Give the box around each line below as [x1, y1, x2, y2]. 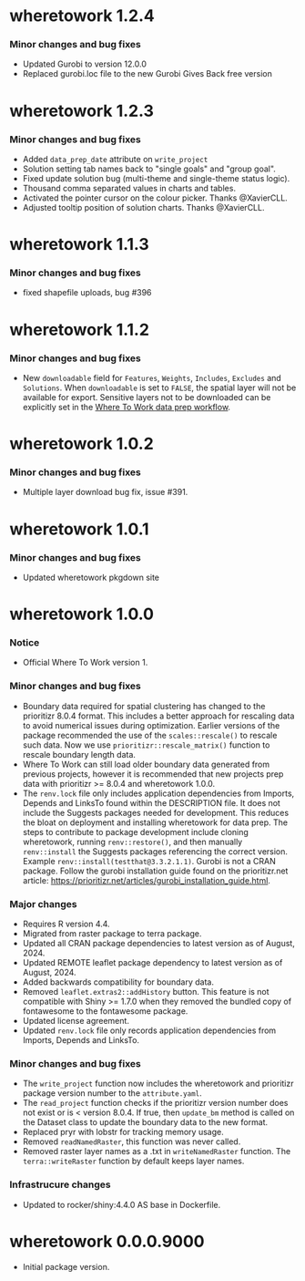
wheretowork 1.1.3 [9, 234, 150, 255]
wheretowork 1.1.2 [9, 319, 150, 340]
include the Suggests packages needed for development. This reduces [22, 807, 290, 818]
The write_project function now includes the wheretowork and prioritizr [22, 1078, 294, 1090]
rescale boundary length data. [22, 749, 137, 759]
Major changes [9, 897, 77, 910]
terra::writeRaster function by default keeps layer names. [22, 1155, 245, 1167]
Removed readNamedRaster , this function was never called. [22, 1136, 241, 1147]
